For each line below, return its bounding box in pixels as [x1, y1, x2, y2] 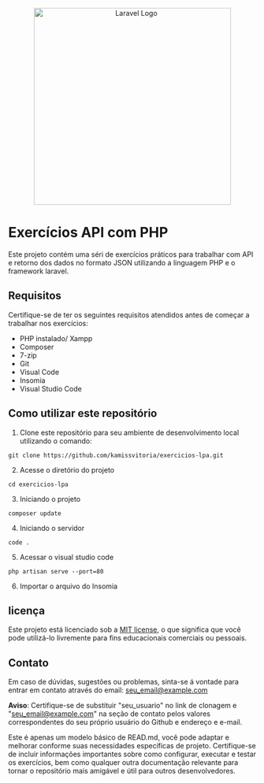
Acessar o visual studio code [19, 552, 114, 562]
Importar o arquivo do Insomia [19, 581, 118, 591]
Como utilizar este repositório [8, 406, 158, 421]
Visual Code [19, 367, 60, 377]
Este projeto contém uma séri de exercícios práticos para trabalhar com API [8, 249, 254, 259]
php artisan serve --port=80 [8, 567, 104, 575]
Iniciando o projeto [19, 494, 81, 503]
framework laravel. [8, 266, 69, 276]
